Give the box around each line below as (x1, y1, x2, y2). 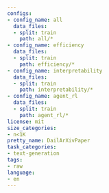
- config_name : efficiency (7, 42, 84, 49)
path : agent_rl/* (19, 112, 69, 118)
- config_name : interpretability (7, 67, 103, 74)
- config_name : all (7, 16, 63, 23)
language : (7, 169, 36, 176)
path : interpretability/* (19, 86, 94, 93)
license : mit (7, 118, 45, 125)
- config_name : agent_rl (7, 93, 78, 100)
